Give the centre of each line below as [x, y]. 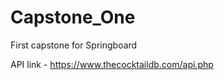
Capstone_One [73, 17]
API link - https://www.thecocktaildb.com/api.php [112, 64]
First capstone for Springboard [74, 45]
